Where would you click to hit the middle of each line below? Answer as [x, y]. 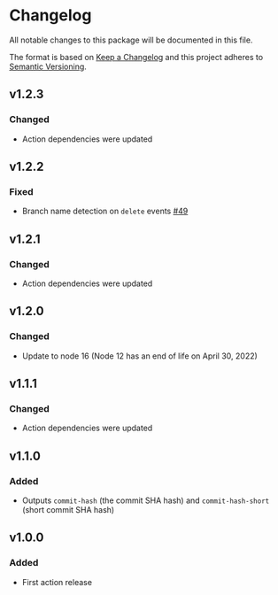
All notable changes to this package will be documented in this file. [131, 40]
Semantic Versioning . [48, 66]
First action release [57, 582]
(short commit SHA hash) [68, 510]
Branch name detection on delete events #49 [105, 211]
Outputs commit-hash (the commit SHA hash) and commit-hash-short [146, 500]
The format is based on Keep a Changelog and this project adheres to [136, 57]
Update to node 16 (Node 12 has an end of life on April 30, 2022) [140, 356]
